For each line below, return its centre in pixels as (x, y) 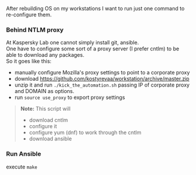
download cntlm (49, 120)
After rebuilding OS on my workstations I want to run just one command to (95, 8)
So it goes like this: (29, 61)
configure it (43, 126)
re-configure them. (29, 15)
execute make (22, 167)
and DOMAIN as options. (44, 91)
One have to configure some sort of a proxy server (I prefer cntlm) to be (93, 49)
